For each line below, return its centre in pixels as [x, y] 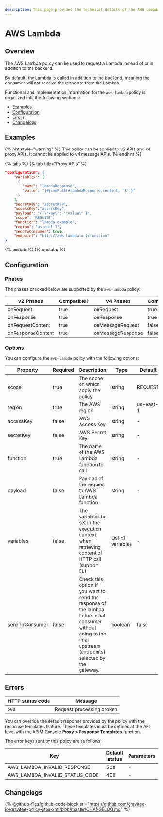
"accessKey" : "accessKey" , [40, 209]
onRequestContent [29, 325]
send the [89, 598]
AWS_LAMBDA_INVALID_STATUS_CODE [53, 775]
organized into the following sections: [42, 97]
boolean [121, 625]
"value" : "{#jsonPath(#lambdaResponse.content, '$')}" [79, 191]
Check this [91, 579]
